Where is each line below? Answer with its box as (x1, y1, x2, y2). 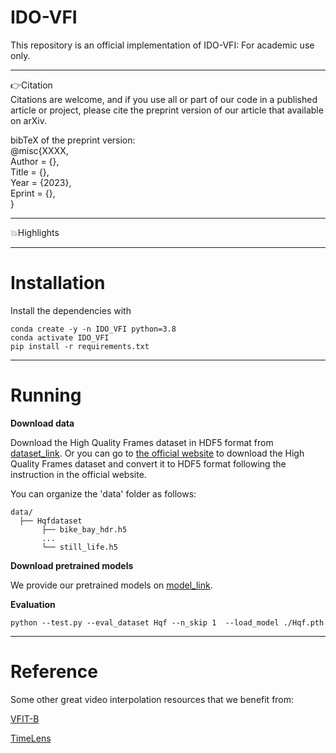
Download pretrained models (10, 559, 134, 571)
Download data (10, 417, 75, 429)
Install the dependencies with (10, 304, 132, 316)
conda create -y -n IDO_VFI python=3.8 (10, 324, 177, 334)
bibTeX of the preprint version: (10, 134, 136, 146)
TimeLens (10, 732, 52, 744)
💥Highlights (10, 226, 60, 238)
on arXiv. (10, 114, 47, 126)
